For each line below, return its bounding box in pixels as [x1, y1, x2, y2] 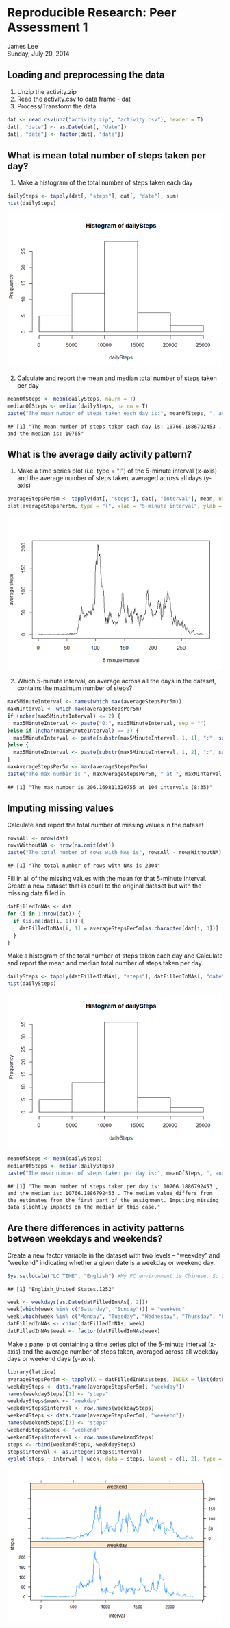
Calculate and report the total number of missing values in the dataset [7, 821, 204, 829]
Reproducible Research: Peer [7, 5, 177, 21]
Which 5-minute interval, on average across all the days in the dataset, [16, 677, 217, 685]
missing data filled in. [7, 889, 67, 897]
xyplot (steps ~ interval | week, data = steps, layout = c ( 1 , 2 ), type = [7, 1456, 222, 1463]
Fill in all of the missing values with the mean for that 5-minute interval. [7, 875, 207, 883]
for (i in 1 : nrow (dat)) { [7, 910, 81, 917]
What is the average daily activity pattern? [7, 448, 192, 460]
